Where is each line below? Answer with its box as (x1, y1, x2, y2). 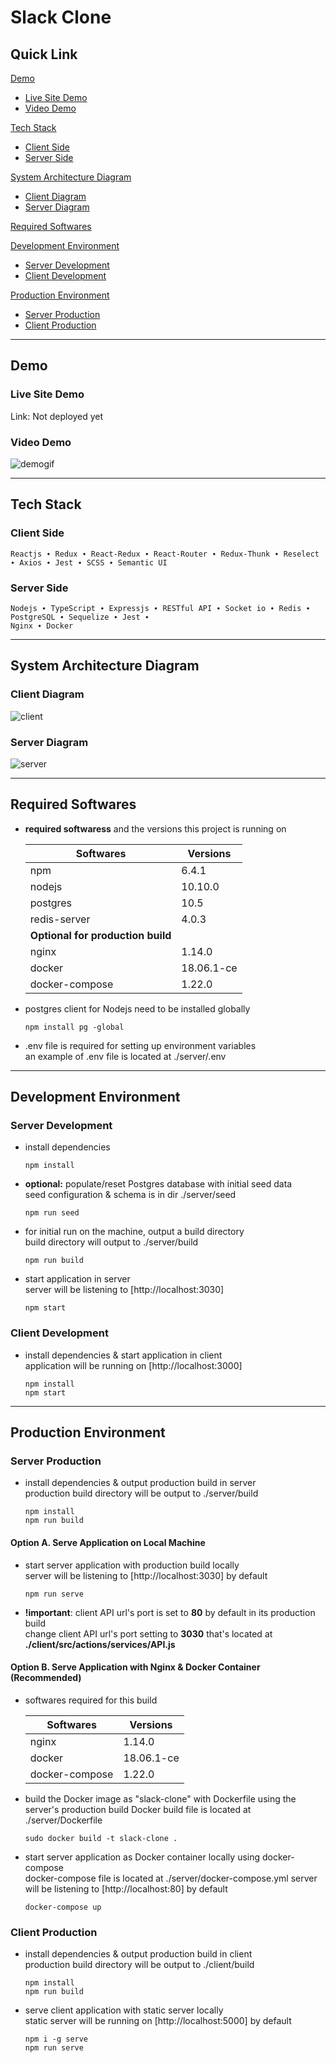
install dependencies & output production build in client (24, 1948, 253, 1960)
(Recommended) (10, 1672, 82, 1684)
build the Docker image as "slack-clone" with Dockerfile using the (24, 1792, 297, 1805)
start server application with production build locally (24, 1559, 240, 1571)
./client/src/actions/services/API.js (24, 1638, 176, 1650)
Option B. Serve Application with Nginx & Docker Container (10, 1661, 261, 1673)
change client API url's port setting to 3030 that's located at (24, 1627, 273, 1640)
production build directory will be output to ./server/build (24, 1487, 259, 1500)
